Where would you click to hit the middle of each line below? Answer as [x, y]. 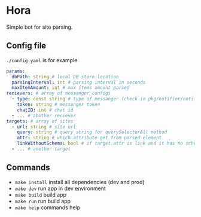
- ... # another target [41, 149]
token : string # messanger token [59, 105]
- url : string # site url [44, 127]
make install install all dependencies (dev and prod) [80, 182]
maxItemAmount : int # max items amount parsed [71, 88]
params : [16, 71]
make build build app [41, 194]
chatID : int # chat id [45, 110]
